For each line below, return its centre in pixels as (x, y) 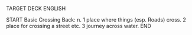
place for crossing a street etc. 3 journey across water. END (79, 26)
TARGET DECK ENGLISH (36, 8)
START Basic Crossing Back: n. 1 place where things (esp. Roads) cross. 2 (96, 20)
